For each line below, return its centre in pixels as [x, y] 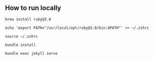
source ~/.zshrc [21, 36]
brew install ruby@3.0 [28, 19]
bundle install [20, 45]
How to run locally [33, 8]
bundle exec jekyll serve [31, 53]
